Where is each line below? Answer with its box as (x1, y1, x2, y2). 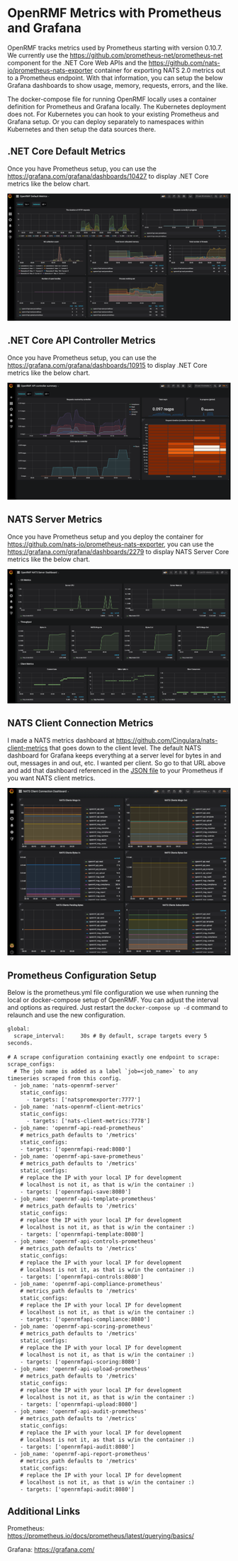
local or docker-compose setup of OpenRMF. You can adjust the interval (7, 996, 219, 1004)
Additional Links (7, 1505, 81, 1517)
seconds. (7, 1039, 33, 1047)
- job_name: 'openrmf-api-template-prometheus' (13, 1195, 157, 1202)
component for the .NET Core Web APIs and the (7, 58, 147, 67)
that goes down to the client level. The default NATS (49, 743, 202, 752)
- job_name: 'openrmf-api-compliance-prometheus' (13, 1280, 163, 1287)
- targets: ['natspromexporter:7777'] (25, 1096, 141, 1103)
